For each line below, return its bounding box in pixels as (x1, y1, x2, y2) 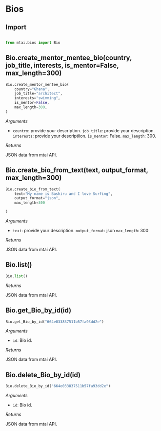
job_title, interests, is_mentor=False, (5, 61, 119, 70)
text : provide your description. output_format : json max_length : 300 (12, 228, 148, 233)
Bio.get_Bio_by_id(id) (5, 306, 72, 314)
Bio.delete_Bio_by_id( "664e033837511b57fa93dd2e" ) (5, 383, 111, 389)
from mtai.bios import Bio (5, 40, 60, 45)
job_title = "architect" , (14, 91, 63, 96)
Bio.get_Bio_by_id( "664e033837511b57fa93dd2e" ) (5, 319, 104, 324)
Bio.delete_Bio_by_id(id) (5, 371, 81, 379)
